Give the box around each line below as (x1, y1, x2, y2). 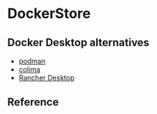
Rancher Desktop (18, 73, 75, 82)
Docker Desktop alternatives (7, 36, 150, 49)
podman (18, 56, 46, 66)
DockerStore (7, 5, 91, 23)
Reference (7, 95, 59, 109)
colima (18, 65, 41, 74)
